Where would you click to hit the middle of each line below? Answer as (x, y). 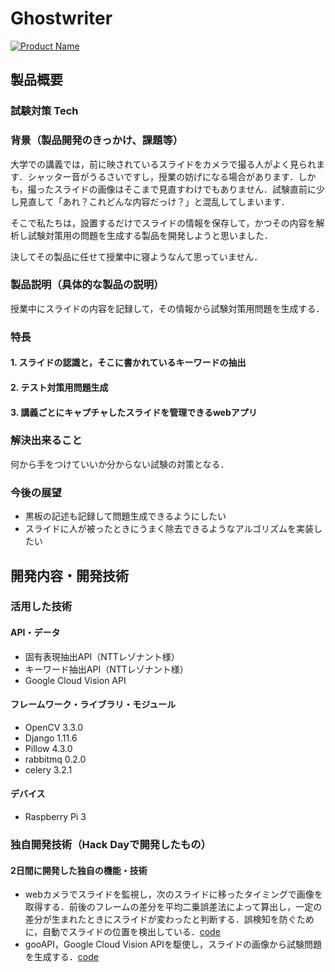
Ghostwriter (61, 18)
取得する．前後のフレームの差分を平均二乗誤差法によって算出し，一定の (173, 907)
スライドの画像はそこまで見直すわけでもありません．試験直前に (185, 189)
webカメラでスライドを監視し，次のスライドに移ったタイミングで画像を (173, 894)
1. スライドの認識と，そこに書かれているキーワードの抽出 (128, 363)
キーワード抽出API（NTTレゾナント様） (106, 669)
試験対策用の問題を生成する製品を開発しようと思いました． (150, 235)
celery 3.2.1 (48, 769)
